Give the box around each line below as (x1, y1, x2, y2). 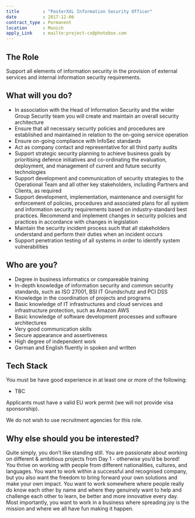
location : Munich (6, 25, 64, 31)
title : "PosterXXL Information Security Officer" (6, 8, 153, 15)
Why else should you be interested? (6, 434, 140, 444)
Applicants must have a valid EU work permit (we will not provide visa (6, 399, 173, 406)
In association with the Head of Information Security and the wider (14, 106, 175, 113)
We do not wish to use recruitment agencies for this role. (6, 417, 142, 424)
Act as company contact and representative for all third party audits (14, 143, 177, 150)
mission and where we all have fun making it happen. (6, 505, 134, 512)
